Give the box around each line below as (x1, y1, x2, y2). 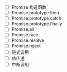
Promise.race (11, 32, 38, 38)
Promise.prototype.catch (11, 15, 62, 21)
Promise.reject (11, 43, 41, 49)
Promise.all (11, 26, 34, 32)
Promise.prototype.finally (11, 21, 63, 27)
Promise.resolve (11, 37, 44, 43)
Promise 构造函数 (11, 4, 47, 10)
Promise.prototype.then (11, 10, 59, 16)
